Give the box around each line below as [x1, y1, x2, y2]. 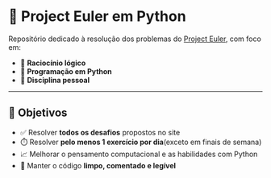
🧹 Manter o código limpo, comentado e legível [19, 160, 176, 170]
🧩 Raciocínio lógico [19, 58, 86, 68]
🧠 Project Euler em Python [8, 7, 187, 26]
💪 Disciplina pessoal [19, 75, 90, 85]
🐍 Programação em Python [19, 66, 113, 76]
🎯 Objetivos [8, 106, 68, 120]
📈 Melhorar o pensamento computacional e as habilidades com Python [19, 149, 258, 159]
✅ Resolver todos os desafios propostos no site [19, 127, 181, 137]
